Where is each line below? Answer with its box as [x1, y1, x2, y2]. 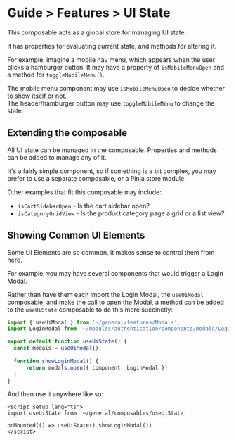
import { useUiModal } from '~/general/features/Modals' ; [7, 319, 181, 326]
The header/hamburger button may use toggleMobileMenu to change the [7, 99, 216, 107]
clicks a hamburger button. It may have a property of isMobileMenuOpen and [7, 63, 225, 71]
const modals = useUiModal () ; [13, 345, 102, 352]
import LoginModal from [7, 325, 77, 332]
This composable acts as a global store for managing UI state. [7, 28, 187, 37]
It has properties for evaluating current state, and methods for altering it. [7, 42, 217, 50]
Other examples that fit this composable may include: [7, 188, 162, 196]
